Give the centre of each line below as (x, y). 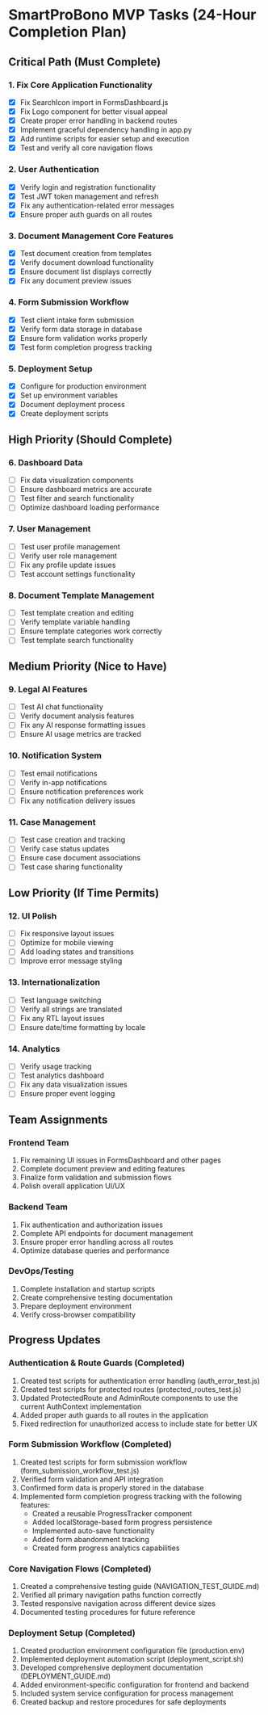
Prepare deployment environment (76, 1305)
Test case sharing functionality (71, 867)
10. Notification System (55, 755)
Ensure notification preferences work (82, 791)
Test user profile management (70, 546)
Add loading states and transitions (77, 952)
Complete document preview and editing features (103, 1169)
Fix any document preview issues (75, 281)
